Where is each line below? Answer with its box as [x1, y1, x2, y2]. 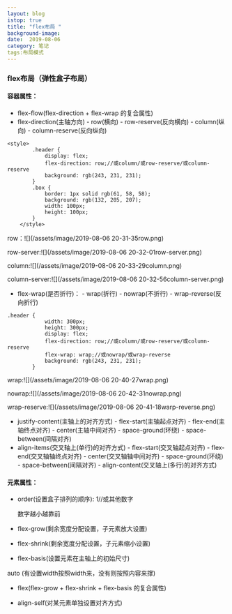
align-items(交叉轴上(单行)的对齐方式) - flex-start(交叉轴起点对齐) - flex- [17, 444, 225, 451]
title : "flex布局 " [7, 23, 62, 30]
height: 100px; [44, 209, 89, 216]
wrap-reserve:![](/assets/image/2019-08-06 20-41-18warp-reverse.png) [7, 403, 216, 411]
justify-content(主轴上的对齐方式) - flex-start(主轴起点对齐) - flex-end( [17, 417, 219, 426]
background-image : [7, 29, 61, 37]
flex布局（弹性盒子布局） [7, 73, 92, 83]
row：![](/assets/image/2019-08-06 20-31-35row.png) [7, 234, 164, 242]
